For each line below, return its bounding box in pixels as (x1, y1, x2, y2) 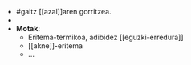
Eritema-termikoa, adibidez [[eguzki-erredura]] (27, 32, 184, 42)
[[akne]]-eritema (27, 41, 83, 51)
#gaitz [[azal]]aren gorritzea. (15, 7, 112, 16)
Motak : (15, 24, 40, 33)
